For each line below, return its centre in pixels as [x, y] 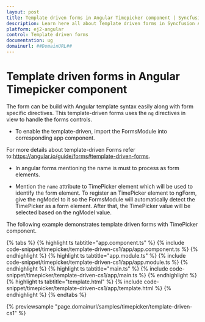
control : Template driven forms [47, 35]
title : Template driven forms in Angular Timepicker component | [91, 18]
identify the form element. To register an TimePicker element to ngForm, [106, 193]
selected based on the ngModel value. [63, 212]
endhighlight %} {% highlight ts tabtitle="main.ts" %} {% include [87, 268]
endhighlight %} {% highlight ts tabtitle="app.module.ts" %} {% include [96, 255]
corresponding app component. [55, 138]
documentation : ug [30, 40]
